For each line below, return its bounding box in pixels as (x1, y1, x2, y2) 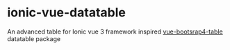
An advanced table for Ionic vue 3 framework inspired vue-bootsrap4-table (7, 27, 224, 36)
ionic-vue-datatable (7, 5, 126, 21)
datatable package (7, 34, 61, 42)
